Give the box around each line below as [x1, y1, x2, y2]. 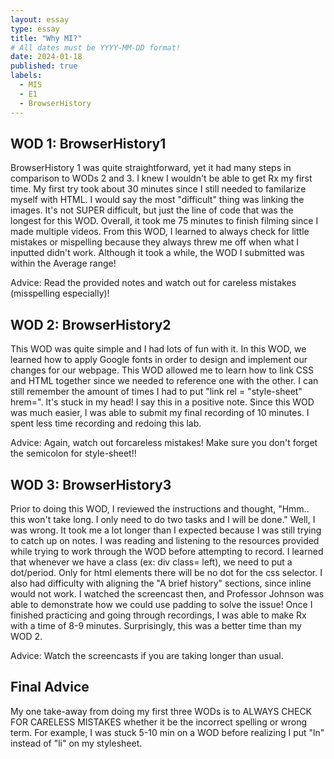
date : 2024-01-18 [10, 52, 83, 62]
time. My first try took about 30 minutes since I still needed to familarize [10, 183, 307, 195]
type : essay [10, 24, 60, 34]
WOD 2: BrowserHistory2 [10, 316, 172, 333]
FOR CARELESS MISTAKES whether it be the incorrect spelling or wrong [10, 716, 308, 728]
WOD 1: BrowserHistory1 [10, 135, 167, 152]
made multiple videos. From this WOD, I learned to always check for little [10, 226, 310, 238]
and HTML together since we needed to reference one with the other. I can [10, 375, 319, 387]
